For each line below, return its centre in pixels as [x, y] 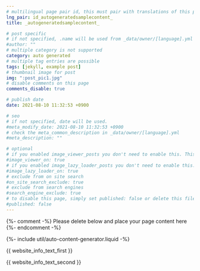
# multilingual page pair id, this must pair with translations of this [98, 12]
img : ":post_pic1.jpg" [34, 78]
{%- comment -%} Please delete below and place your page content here [97, 221]
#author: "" [21, 45]
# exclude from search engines [45, 188]
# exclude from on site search [45, 176]
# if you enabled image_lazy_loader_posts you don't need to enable [93, 165]
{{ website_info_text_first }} [40, 250]
